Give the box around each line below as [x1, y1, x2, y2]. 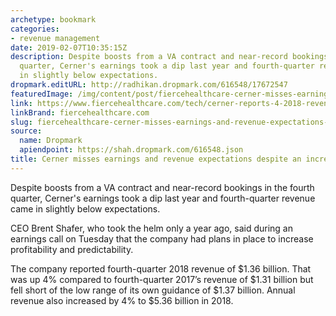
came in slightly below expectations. [10, 202, 161, 215]
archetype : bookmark [10, 14, 97, 25]
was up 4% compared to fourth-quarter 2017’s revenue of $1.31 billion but [10, 273, 314, 285]
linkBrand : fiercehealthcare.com [10, 107, 150, 118]
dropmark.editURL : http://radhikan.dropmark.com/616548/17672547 [10, 80, 288, 90]
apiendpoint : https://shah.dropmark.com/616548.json [19, 145, 244, 155]
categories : [10, 24, 60, 34]
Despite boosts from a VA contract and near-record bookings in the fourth [10, 181, 315, 193]
